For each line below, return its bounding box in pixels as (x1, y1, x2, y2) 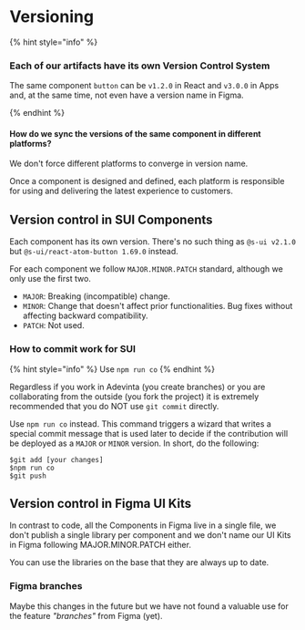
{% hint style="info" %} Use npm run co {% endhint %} (9, 363, 216, 375)
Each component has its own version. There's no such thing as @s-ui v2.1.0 (9, 236, 296, 247)
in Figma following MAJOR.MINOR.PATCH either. (9, 540, 191, 551)
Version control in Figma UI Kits (9, 495, 192, 511)
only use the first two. (9, 274, 91, 284)
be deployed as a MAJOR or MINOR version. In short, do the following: (9, 438, 259, 449)
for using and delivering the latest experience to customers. (9, 185, 234, 197)
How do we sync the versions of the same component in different (9, 128, 261, 139)
